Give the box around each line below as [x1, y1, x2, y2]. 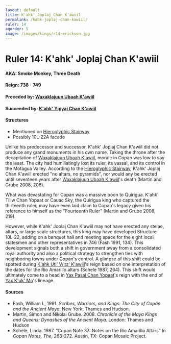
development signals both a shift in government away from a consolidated [5, 244, 161, 251]
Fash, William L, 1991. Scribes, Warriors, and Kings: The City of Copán [12, 300, 161, 306]
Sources [5, 289, 24, 295]
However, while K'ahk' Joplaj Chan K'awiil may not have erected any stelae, [5, 223, 164, 229]
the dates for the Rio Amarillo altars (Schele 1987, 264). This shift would [5, 266, 156, 273]
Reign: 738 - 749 [5, 82, 41, 88]
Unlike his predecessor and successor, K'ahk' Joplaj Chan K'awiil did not [5, 143, 159, 150]
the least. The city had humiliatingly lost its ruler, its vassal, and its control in [5, 160, 165, 166]
